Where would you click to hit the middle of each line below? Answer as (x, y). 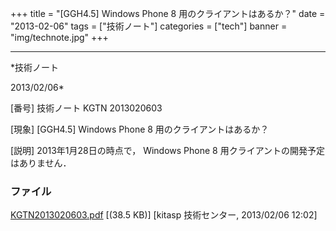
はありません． (41, 163)
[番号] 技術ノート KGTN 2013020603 (86, 108)
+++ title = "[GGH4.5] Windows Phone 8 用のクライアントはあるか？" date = (168, 13)
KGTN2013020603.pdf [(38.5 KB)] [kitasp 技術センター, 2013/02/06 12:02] (164, 215)
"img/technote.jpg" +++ (59, 37)
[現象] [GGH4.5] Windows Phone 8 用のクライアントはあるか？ (140, 129)
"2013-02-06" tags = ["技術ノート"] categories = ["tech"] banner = (149, 26)
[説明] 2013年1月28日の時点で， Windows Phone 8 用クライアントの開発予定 (168, 150)
